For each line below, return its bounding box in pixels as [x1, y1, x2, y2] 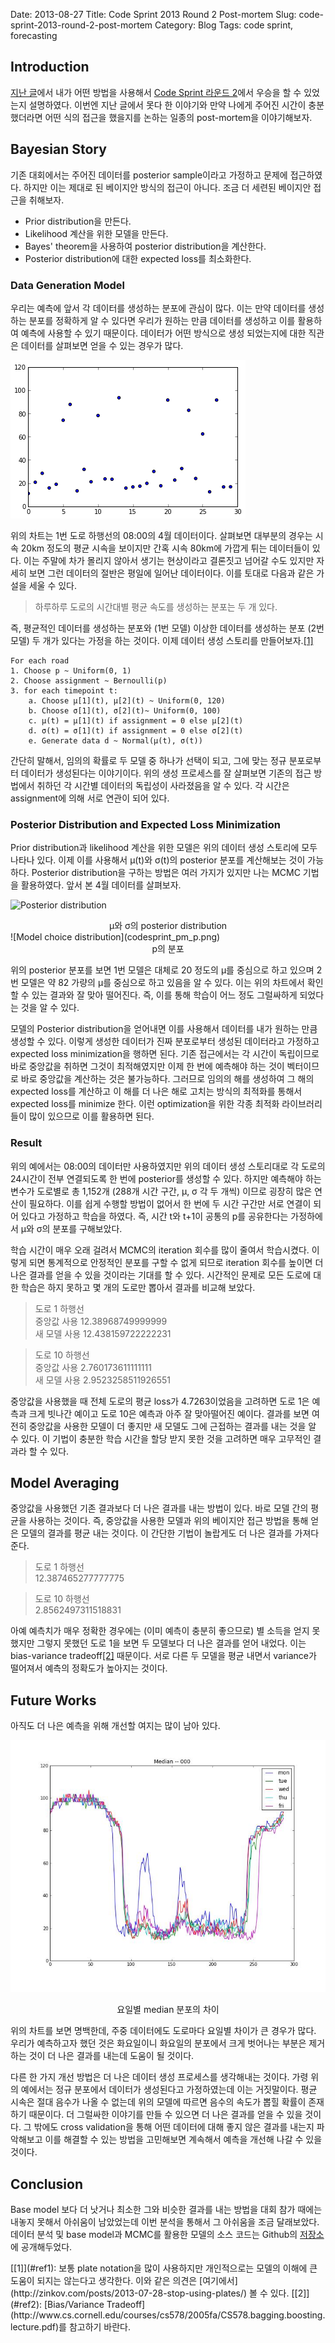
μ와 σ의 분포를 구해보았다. [20, 1222, 123, 1234]
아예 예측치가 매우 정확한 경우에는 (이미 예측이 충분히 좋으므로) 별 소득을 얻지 [10, 1625, 310, 1637]
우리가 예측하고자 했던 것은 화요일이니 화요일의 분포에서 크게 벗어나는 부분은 [10, 2037, 307, 2049]
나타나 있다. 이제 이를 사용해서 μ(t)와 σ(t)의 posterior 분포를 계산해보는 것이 [10, 854, 306, 866]
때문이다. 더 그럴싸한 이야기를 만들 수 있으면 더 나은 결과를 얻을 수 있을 [28, 2109, 303, 2121]
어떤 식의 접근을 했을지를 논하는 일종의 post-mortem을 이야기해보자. [44, 111, 313, 123]
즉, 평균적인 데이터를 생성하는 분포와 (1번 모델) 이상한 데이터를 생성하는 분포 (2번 [10, 622, 325, 634]
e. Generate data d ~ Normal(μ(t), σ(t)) [28, 735, 203, 746]
